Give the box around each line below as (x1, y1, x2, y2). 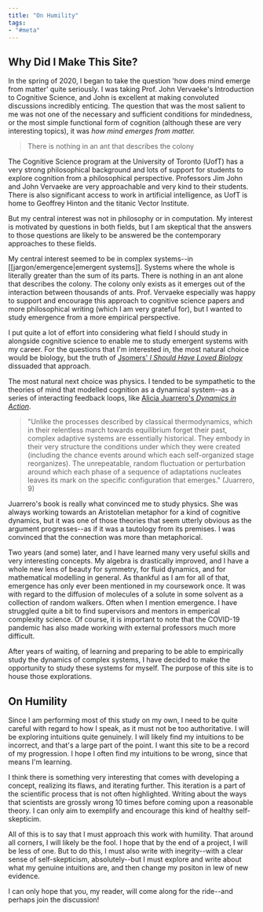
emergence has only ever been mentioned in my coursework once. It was (8, 582, 246, 591)
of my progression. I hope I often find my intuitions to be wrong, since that (8, 749, 248, 758)
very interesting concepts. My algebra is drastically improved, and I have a (8, 556, 249, 566)
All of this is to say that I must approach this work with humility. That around (8, 829, 254, 839)
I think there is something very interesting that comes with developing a (8, 773, 239, 781)
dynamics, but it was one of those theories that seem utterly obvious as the (8, 516, 252, 526)
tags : (8, 19, 26, 27)
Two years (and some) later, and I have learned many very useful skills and (8, 548, 250, 557)
